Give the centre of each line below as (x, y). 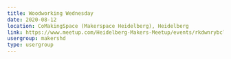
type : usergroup (30, 45)
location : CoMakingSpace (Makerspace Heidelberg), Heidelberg (98, 26)
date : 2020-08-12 (32, 20)
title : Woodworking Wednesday (51, 13)
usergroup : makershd (37, 39)
